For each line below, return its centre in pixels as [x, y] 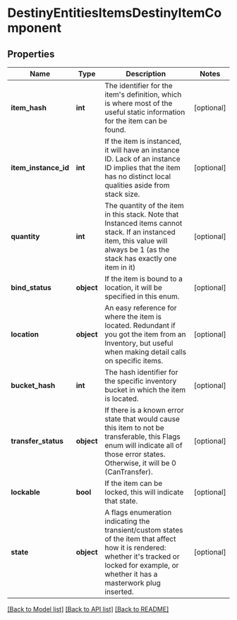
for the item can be [136, 121]
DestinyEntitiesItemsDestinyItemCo [115, 13]
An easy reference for [141, 308]
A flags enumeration [138, 512]
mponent [35, 28]
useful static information [145, 112]
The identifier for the [139, 86]
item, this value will [136, 241]
